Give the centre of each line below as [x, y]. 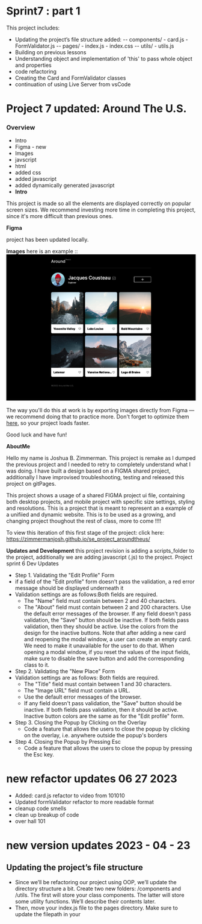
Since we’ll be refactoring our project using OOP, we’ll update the [96, 882]
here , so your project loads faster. [48, 423]
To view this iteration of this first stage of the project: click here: [85, 532]
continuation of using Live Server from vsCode [73, 84]
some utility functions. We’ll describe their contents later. [85, 901]
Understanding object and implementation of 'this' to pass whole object [103, 58]
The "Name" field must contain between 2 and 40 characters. [100, 600]
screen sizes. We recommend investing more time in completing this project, [101, 210]
